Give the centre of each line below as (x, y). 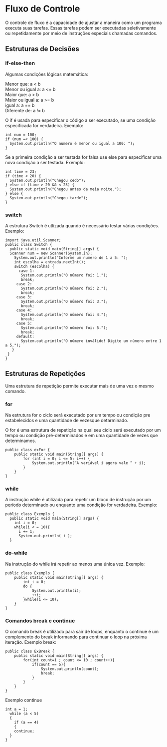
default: (25, 336)
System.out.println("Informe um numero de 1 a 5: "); (71, 258)
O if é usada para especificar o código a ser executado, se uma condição (81, 120)
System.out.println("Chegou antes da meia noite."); (66, 189)
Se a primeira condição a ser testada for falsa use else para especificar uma (83, 157)
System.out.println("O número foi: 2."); (64, 288)
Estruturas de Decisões (42, 49)
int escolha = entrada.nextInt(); (50, 262)
